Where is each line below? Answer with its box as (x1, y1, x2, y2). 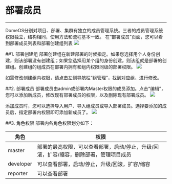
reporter (8, 170, 28, 177)
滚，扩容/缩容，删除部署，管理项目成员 (37, 151, 132, 158)
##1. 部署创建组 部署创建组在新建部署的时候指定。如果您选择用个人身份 (5, 51, 156, 57)
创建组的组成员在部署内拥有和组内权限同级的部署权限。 (18, 63, 136, 70)
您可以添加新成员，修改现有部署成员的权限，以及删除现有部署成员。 (5, 91, 149, 98)
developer (8, 160, 32, 167)
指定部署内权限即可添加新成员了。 (18, 109, 91, 115)
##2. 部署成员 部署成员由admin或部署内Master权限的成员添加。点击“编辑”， (5, 85, 166, 91)
